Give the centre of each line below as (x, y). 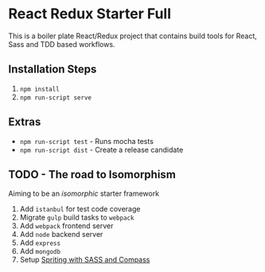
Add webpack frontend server (66, 226)
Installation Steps (53, 70)
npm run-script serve (55, 97)
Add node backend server (61, 235)
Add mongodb (40, 251)
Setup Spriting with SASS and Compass (85, 260)
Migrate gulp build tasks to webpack (77, 218)
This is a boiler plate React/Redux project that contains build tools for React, (132, 36)
